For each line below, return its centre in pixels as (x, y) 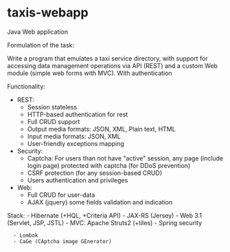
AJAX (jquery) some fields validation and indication (100, 202)
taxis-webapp (48, 13)
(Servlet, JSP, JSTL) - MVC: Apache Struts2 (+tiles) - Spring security (105, 222)
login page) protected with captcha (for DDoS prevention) (109, 165)
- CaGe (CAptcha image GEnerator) (62, 241)
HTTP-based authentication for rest (78, 114)
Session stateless (52, 107)
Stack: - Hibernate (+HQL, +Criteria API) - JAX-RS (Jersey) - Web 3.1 (105, 216)
